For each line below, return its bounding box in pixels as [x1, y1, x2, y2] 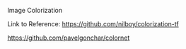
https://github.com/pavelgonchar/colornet [7, 33, 130, 42]
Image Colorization [7, 6, 63, 14]
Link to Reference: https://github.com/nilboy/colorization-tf [7, 20, 179, 28]
